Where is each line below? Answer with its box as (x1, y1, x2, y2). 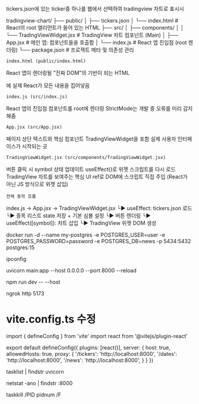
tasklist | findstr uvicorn (6, 368, 64, 375)
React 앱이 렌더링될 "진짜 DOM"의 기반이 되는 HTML (6, 69, 129, 76)
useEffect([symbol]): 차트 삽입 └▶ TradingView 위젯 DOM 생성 (6, 220, 157, 227)
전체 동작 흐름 (6, 193, 36, 199)
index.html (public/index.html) (6, 58, 86, 64)
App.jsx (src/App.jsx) (6, 124, 62, 130)
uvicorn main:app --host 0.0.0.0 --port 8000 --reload (6, 267, 137, 274)
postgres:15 (6, 244, 35, 251)
